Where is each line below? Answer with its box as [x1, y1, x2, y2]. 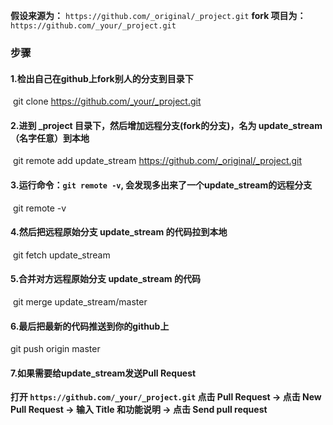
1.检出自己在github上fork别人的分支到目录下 [10, 72, 194, 84]
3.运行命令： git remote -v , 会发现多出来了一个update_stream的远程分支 [10, 179, 313, 191]
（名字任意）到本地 [10, 132, 90, 144]
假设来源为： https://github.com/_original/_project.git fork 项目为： [10, 10, 307, 21]
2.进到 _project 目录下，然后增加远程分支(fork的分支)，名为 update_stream [10, 119, 323, 131]
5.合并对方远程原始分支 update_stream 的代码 [10, 273, 201, 285]
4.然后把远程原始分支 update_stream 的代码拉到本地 [10, 226, 228, 238]
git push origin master [10, 343, 101, 355]
